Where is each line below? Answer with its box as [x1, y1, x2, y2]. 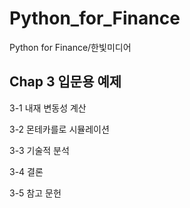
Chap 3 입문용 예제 [9, 73, 122, 91]
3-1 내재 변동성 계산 [9, 102, 87, 114]
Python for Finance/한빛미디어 [9, 41, 132, 53]
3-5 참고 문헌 [9, 187, 62, 199]
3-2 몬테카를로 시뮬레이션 [9, 123, 110, 135]
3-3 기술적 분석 [9, 144, 70, 156]
